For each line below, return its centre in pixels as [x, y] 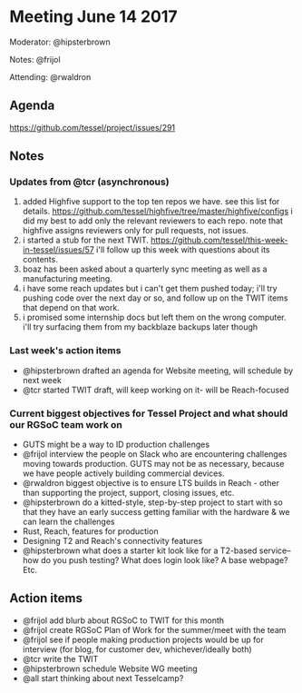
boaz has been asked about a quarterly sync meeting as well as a [145, 269]
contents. [40, 260]
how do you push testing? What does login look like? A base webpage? [155, 560]
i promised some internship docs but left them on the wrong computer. [155, 317]
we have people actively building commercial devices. [123, 473]
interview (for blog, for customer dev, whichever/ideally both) [137, 649]
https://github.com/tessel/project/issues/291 [93, 127]
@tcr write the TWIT [60, 658]
